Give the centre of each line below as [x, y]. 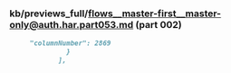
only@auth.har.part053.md [72, 24]
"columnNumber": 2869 [70, 43]
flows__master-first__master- [154, 14]
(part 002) [159, 24]
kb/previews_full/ [49, 14]
